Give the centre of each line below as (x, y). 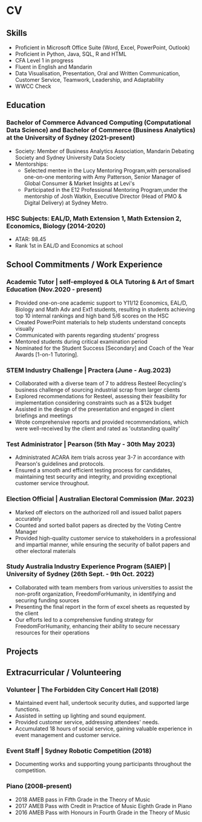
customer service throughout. (52, 483)
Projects (22, 652)
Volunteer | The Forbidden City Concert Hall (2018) (83, 690)
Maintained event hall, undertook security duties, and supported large (102, 702)
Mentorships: (31, 164)
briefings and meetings (44, 415)
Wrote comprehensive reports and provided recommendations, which (102, 422)
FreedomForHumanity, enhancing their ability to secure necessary (97, 626)
